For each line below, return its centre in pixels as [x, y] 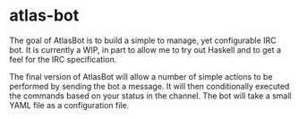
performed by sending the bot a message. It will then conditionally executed [149, 86]
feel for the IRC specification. [63, 59]
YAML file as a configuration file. [69, 105]
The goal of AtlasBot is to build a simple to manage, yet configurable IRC [143, 40]
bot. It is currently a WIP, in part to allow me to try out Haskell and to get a [145, 49]
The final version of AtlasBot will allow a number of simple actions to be [141, 76]
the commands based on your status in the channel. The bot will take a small [151, 96]
